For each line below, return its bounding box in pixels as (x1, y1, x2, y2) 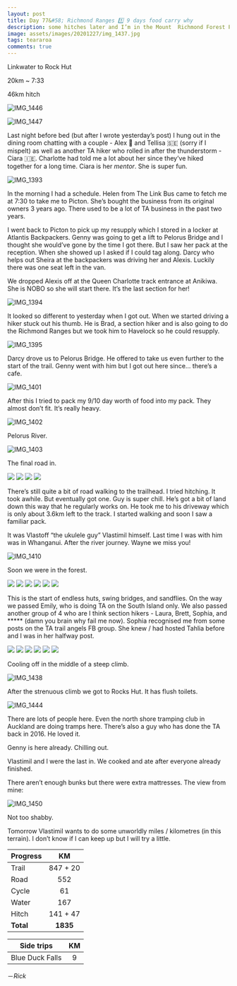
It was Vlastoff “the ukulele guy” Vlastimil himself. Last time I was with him (7, 531, 223, 539)
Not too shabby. (7, 814, 54, 821)
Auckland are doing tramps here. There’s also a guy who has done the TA (7, 722, 221, 730)
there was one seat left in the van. (7, 263, 106, 271)
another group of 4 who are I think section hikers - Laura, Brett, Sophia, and (7, 609, 228, 617)
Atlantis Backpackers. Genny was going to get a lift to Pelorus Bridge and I (7, 233, 224, 241)
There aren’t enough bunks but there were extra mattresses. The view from (7, 778, 226, 787)
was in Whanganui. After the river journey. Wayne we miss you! (7, 539, 191, 546)
